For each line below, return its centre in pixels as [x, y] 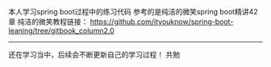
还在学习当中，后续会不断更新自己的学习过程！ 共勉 [94, 55]
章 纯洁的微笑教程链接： [48, 22]
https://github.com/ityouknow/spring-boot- [162, 22]
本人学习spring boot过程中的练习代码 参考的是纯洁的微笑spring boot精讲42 [133, 12]
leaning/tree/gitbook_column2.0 [61, 31]
